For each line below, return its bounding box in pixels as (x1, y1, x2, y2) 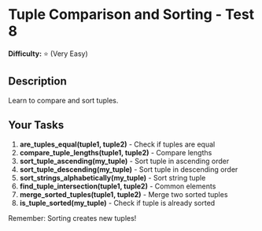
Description (8, 75, 67, 88)
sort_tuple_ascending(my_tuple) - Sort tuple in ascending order (19, 156, 230, 166)
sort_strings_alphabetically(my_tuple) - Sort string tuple (19, 173, 206, 182)
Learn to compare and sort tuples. (8, 95, 119, 105)
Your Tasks (8, 118, 65, 132)
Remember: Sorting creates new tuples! (8, 213, 137, 222)
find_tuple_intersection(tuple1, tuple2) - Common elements (19, 181, 216, 191)
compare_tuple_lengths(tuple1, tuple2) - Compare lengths (19, 147, 212, 157)
